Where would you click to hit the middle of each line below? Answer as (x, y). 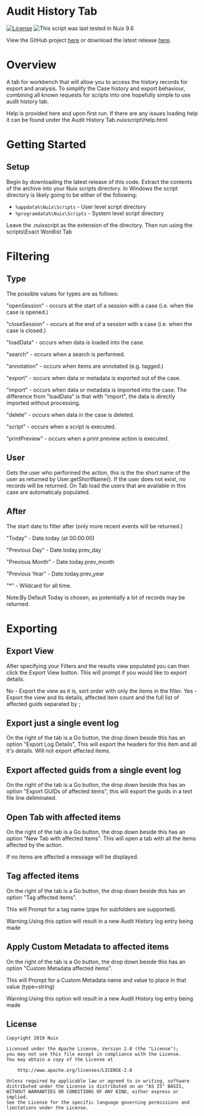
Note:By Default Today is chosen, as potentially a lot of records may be (96, 597)
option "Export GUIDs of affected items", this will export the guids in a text (100, 791)
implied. (17, 1097)
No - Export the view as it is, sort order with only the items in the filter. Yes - (102, 691)
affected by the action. (35, 845)
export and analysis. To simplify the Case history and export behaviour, (96, 88)
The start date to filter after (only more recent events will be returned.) (95, 526)
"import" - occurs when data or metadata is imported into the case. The (97, 390)
